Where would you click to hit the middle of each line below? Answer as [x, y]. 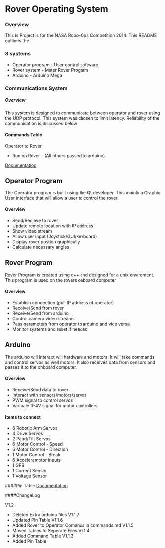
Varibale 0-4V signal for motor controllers [55, 405]
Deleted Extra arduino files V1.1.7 [46, 515]
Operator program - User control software [55, 65]
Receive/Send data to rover [40, 389]
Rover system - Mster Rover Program [50, 70]
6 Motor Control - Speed [38, 444]
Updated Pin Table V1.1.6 [38, 520]
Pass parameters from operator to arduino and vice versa [71, 324]
